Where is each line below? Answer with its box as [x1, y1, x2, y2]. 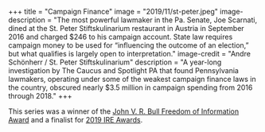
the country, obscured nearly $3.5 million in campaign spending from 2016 [8, 83, 253, 92]
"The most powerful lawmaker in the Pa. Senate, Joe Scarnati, [53, 15, 257, 25]
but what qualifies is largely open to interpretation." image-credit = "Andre [8, 49, 251, 58]
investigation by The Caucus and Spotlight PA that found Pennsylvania [8, 66, 239, 75]
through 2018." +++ [8, 91, 72, 100]
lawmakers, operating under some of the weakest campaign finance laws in [8, 75, 256, 83]
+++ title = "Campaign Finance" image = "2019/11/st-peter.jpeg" [8, 7, 219, 16]
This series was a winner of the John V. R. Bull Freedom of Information [8, 107, 240, 116]
